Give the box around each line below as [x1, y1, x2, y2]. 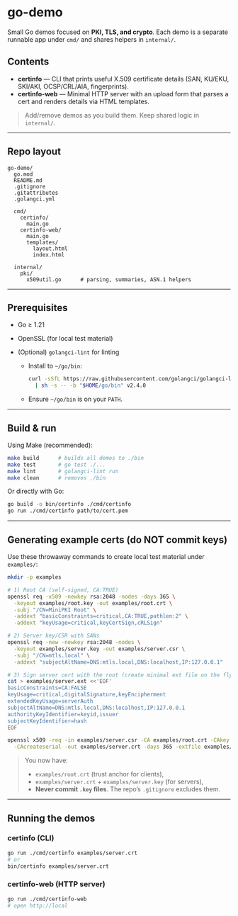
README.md [13, 176, 42, 184]
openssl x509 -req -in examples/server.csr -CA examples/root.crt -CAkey [7, 737, 230, 744]
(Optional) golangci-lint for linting [17, 348, 120, 356]
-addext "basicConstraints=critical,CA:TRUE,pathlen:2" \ [13, 613, 189, 620]
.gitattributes [13, 189, 59, 196]
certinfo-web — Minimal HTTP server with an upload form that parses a [17, 89, 229, 98]
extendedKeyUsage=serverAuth [7, 698, 93, 705]
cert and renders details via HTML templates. [17, 97, 150, 106]
